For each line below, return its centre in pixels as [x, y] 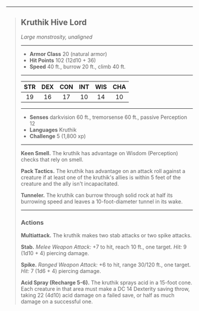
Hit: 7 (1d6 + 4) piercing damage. [61, 271]
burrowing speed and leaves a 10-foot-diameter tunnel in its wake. [102, 201]
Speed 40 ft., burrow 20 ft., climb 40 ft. [78, 67]
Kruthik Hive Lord [54, 22]
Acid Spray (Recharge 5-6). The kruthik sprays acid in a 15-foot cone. [106, 282]
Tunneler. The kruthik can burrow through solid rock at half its [97, 195]
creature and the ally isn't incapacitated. [70, 183]
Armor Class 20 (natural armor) [68, 54]
